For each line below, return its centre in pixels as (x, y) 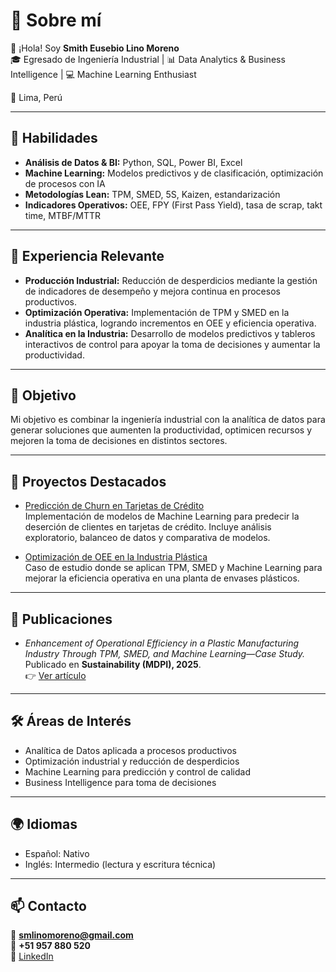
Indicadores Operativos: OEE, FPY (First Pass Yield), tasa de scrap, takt (173, 205)
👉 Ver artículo (55, 675)
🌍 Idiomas (44, 824)
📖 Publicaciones (61, 619)
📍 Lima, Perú (36, 97)
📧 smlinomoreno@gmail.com (72, 935)
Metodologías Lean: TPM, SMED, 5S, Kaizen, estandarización (152, 194)
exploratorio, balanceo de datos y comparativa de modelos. (147, 538)
